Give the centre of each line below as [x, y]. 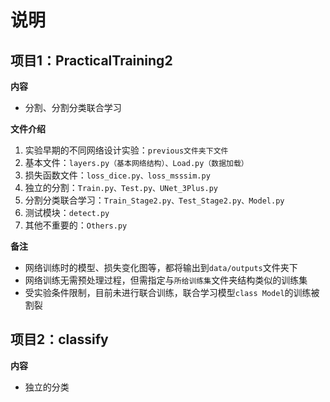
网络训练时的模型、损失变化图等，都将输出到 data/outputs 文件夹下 [161, 267]
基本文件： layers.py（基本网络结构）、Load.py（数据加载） [136, 162]
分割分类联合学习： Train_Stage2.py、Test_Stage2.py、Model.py [154, 200]
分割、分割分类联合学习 [73, 107]
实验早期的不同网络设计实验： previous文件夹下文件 [126, 150]
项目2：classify [59, 339]
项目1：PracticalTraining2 [91, 60]
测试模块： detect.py [67, 212]
